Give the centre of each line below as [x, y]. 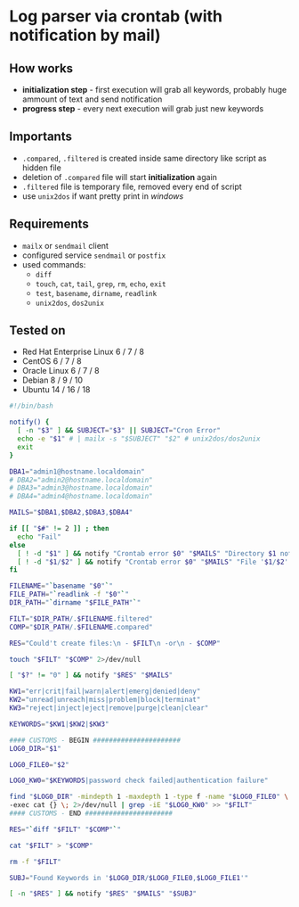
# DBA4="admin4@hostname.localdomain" [81, 497]
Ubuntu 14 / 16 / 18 [56, 390]
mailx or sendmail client [65, 245]
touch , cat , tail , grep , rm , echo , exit [101, 284]
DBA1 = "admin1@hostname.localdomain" [77, 471]
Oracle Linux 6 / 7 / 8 [61, 371]
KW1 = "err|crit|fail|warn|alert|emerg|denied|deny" [105, 692]
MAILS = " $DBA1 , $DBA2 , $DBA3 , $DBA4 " [71, 513]
